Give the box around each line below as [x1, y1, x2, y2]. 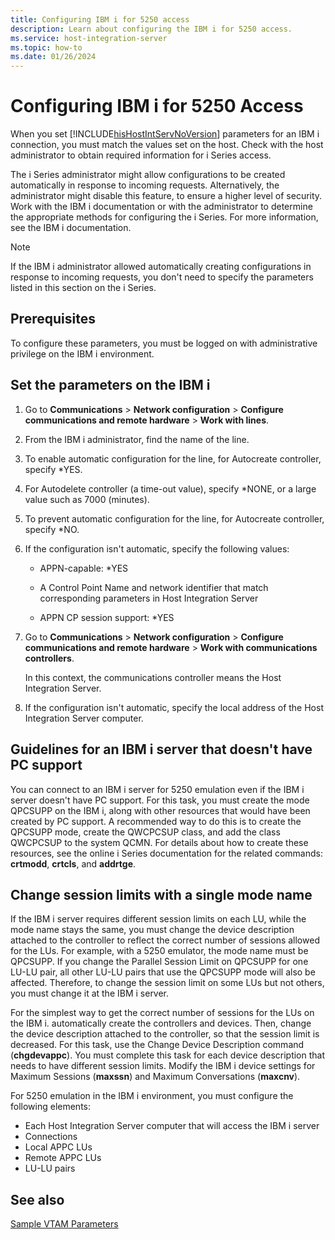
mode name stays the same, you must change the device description [10, 924, 295, 936]
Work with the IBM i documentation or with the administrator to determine [10, 201, 313, 213]
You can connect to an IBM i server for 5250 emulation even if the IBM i [10, 783, 305, 795]
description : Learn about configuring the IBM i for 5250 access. [10, 24, 293, 34]
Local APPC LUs [24, 1141, 93, 1153]
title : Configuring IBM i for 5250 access [10, 14, 190, 25]
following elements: [10, 1101, 92, 1113]
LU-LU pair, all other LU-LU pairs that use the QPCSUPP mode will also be [10, 966, 316, 978]
